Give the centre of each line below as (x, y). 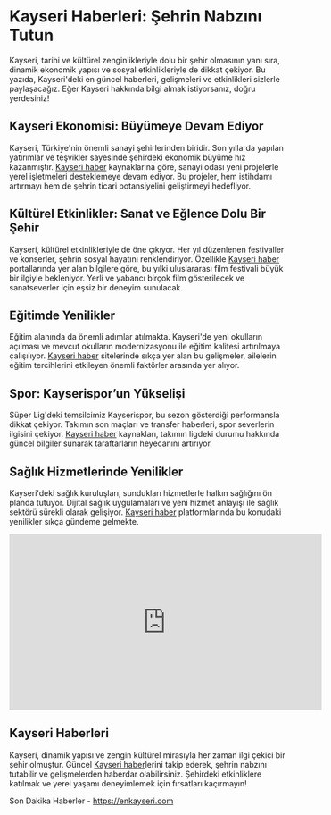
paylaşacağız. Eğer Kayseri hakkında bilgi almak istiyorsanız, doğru (132, 88)
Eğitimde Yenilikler (62, 315)
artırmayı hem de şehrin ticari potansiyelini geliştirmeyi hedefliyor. (130, 186)
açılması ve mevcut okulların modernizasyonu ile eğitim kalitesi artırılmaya (145, 347)
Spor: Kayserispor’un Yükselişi (97, 394)
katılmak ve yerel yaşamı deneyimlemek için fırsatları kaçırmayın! (128, 783)
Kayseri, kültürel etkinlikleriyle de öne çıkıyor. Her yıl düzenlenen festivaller (147, 249)
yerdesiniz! (29, 98)
